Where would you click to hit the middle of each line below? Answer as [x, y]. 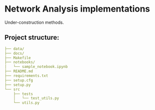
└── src [12, 89]
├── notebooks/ [20, 62]
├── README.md [19, 71]
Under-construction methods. [34, 22]
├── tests [23, 94]
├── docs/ [15, 53]
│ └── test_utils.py [36, 98]
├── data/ [15, 49]
